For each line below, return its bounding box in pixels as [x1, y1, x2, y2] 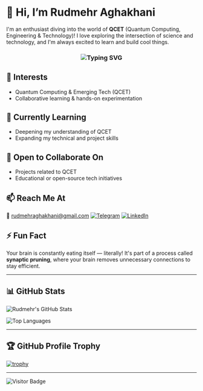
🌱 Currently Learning [6, 112, 86, 123]
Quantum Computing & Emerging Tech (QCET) [14, 88, 131, 96]
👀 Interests [6, 72, 48, 82]
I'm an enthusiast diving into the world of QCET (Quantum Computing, [6, 25, 181, 33]
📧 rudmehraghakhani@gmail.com [6, 212, 89, 220]
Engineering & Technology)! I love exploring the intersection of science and [6, 31, 193, 39]
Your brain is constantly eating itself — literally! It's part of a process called [6, 249, 193, 257]
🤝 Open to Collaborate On [6, 152, 104, 162]
